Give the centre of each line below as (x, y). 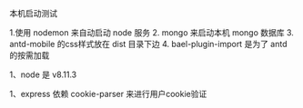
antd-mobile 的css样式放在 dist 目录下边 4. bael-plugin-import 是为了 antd (148, 44)
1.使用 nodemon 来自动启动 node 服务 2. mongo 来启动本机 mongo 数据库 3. (151, 33)
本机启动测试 (33, 13)
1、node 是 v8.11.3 (43, 74)
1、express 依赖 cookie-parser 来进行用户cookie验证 (108, 94)
